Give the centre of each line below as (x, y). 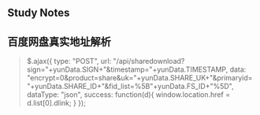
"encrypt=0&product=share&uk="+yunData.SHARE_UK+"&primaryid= (139, 78)
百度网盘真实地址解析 (59, 41)
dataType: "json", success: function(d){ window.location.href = (128, 95)
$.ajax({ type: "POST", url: (69, 61)
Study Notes (39, 13)
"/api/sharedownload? (149, 61)
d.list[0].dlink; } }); (56, 103)
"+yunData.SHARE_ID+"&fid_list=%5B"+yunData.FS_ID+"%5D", (130, 87)
